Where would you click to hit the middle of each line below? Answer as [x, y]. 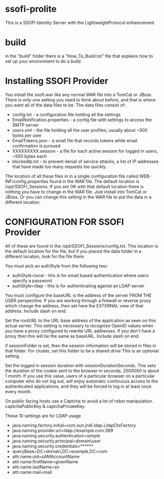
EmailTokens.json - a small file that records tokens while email [75, 140]
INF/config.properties [27, 181]
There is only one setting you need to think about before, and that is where [80, 100]
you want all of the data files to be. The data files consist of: [65, 105]
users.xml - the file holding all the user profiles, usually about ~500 [80, 130]
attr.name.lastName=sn [36, 467]
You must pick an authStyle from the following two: [57, 266]
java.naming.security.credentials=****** [53, 446]
